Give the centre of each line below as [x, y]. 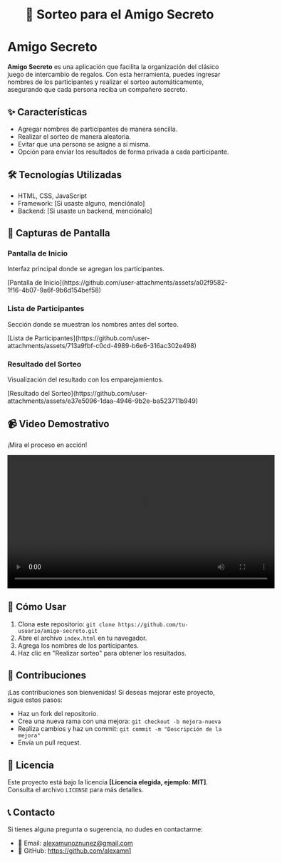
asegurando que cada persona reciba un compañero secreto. [97, 90]
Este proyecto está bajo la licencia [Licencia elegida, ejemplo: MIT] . [108, 782]
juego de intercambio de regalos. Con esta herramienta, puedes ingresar [114, 75]
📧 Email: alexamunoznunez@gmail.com [75, 843]
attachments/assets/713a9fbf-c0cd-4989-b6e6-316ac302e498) [102, 345]
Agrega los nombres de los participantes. [78, 645]
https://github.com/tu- [153, 625]
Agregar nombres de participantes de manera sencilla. [98, 129]
